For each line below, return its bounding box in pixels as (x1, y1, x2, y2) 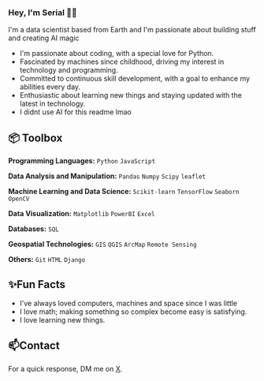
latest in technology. (19, 99, 86, 109)
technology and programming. (19, 65, 118, 75)
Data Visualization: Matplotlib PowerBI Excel (8, 209, 155, 219)
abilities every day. (19, 82, 81, 92)
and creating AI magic (8, 33, 80, 43)
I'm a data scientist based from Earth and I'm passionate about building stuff (8, 25, 256, 35)
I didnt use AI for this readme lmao (19, 107, 132, 117)
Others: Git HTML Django (8, 255, 86, 264)
